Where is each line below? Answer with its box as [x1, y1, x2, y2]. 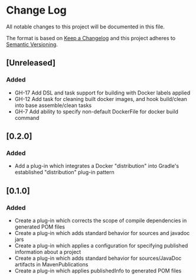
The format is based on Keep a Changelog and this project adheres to [6, 34, 176, 41]
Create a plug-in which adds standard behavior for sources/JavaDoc [14, 255, 182, 262]
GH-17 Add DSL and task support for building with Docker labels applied [14, 89, 191, 96]
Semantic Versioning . [6, 41, 58, 48]
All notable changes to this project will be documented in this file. [6, 23, 165, 30]
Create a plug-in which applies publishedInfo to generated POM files [14, 267, 182, 274]
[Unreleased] [6, 58, 56, 68]
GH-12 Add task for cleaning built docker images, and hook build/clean [14, 95, 187, 102]
